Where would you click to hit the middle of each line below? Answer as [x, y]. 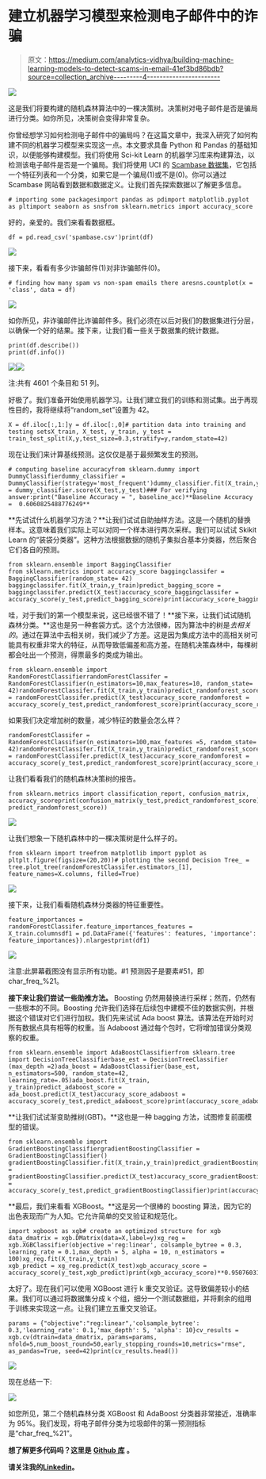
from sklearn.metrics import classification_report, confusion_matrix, [129, 793]
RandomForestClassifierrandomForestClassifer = [88, 676]
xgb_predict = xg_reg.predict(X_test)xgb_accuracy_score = [108, 1266]
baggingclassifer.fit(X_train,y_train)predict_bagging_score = [115, 585]
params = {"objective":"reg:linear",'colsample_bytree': [104, 1323]
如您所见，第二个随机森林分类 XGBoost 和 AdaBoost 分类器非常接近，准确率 [133, 1413]
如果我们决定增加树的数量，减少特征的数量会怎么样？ [95, 720]
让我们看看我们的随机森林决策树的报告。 [74, 778]
